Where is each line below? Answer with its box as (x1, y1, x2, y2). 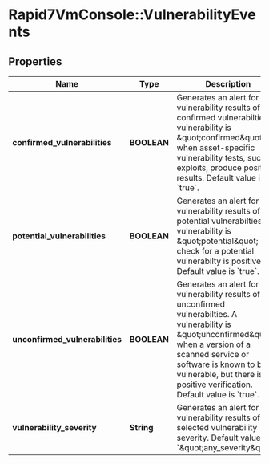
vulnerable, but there (176, 369, 255, 380)
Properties (8, 55, 62, 68)
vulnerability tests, (176, 153, 246, 163)
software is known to (176, 359, 255, 370)
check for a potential (176, 246, 255, 256)
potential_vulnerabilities (12, 230, 106, 242)
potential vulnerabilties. (176, 215, 264, 226)
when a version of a (176, 339, 251, 350)
